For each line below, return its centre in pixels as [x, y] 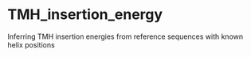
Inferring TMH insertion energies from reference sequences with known [125, 36]
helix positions [31, 44]
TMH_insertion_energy [85, 15]
